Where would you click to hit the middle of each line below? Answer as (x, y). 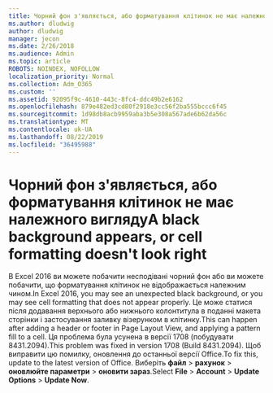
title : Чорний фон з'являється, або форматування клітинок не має (123, 16)
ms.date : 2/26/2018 (41, 46)
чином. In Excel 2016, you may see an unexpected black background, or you (136, 294)
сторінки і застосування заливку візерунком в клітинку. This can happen (133, 320)
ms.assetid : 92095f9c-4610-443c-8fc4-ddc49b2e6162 (96, 99)
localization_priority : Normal (61, 76)
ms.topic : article (39, 62)
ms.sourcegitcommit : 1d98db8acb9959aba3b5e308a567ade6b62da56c (118, 115)
